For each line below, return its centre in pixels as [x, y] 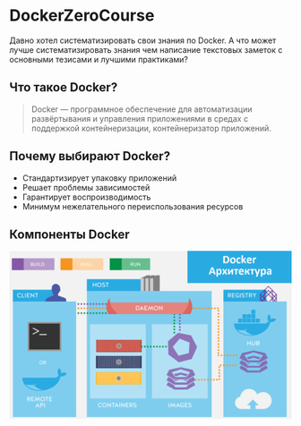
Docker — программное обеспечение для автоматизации [142, 109]
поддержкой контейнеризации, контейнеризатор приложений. [151, 128]
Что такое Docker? [64, 87]
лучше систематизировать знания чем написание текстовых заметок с [146, 49]
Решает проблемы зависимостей [86, 187]
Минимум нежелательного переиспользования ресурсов [133, 206]
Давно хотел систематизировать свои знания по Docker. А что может [143, 40]
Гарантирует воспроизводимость [86, 197]
